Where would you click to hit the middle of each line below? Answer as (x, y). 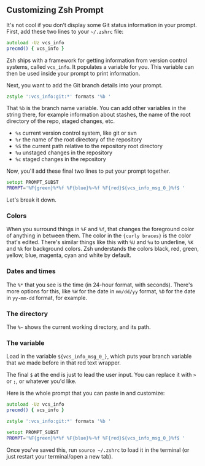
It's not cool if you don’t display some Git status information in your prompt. (102, 25)
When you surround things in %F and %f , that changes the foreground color (100, 229)
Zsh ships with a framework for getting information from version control (97, 60)
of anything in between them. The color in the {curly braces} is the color (99, 235)
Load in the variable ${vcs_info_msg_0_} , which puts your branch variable (99, 357)
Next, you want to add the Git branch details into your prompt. (85, 85)
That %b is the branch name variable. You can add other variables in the (96, 108)
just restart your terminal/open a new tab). (60, 456)
